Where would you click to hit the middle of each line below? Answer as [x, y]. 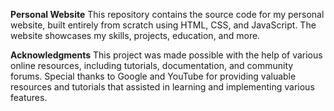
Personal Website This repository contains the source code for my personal [167, 14]
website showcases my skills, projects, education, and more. [135, 35]
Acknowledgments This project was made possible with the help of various [166, 55]
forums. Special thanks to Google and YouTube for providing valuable [153, 76]
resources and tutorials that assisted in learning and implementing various [162, 87]
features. [29, 97]
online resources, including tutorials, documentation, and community [152, 65]
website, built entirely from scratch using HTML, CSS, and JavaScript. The [163, 25]
